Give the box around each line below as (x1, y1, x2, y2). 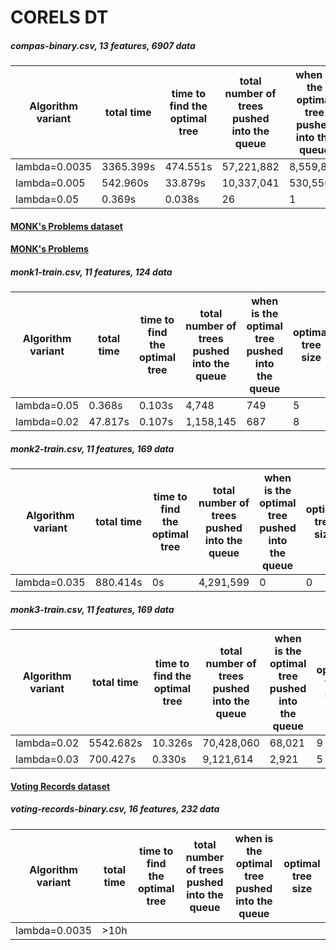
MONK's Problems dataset (10, 220, 123, 232)
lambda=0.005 (15, 176, 86, 190)
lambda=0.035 (15, 576, 86, 590)
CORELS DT (10, 6, 109, 29)
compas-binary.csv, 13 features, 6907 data (10, 39, 196, 51)
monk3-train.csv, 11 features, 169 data (10, 603, 175, 615)
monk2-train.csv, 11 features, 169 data (10, 442, 175, 455)
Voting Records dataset (10, 780, 111, 792)
